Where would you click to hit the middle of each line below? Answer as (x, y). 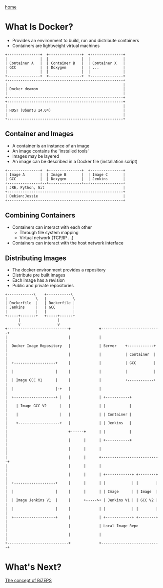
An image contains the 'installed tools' (51, 151)
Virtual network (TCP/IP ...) (46, 238)
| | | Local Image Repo (72, 526)
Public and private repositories (43, 286)
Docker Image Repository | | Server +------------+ (84, 346)
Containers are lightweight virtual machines (56, 46)
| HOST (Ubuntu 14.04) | (65, 110)
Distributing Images (36, 258)
